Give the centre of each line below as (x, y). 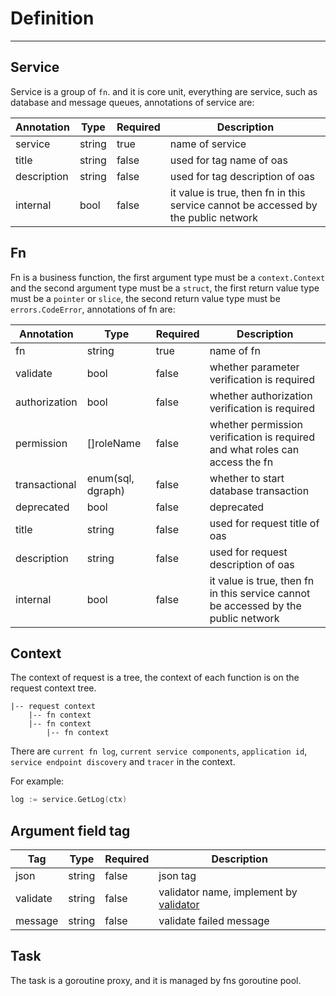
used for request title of (264, 523)
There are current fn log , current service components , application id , (159, 751)
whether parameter (254, 367)
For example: (37, 781)
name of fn (235, 350)
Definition (52, 18)
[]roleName (114, 443)
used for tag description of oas (242, 176)
